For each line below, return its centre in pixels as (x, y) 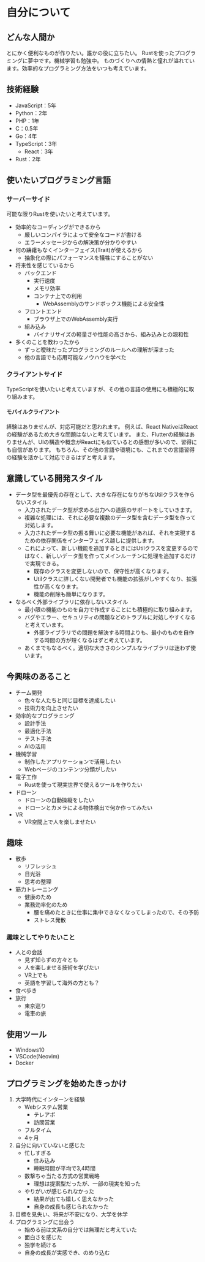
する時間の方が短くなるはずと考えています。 (89, 640)
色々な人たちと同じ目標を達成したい (70, 700)
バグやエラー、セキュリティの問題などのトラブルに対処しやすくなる (110, 617)
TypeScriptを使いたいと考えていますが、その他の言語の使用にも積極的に (98, 389)
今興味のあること (39, 677)
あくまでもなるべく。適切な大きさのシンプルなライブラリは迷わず (107, 648)
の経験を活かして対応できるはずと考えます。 (62, 457)
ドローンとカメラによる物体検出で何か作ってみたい (88, 808)
